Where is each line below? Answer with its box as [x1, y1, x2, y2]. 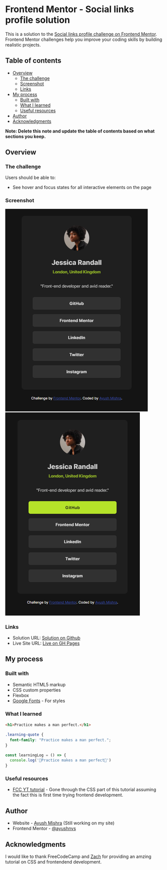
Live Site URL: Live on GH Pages [12, 640, 80, 647]
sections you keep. [5, 133, 46, 140]
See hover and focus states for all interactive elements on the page [12, 185, 152, 191]
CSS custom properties [12, 686, 61, 693]
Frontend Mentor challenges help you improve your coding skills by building [5, 36, 162, 42]
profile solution [5, 14, 70, 26]
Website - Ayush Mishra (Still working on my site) [12, 820, 115, 826]
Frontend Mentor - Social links [5, 4, 134, 15]
